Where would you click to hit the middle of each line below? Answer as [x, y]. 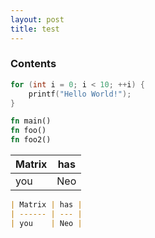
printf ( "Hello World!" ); [80, 94]
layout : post [37, 19]
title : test [35, 29]
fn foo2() [31, 140]
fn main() [31, 121]
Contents [33, 64]
